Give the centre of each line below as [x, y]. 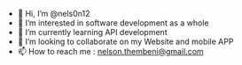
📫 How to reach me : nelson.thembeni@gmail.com [110, 51]
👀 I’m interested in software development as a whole [113, 23]
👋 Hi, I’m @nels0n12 [54, 14]
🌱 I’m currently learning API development [92, 32]
